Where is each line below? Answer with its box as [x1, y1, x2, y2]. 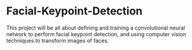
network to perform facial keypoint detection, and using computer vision [6, 30, 186, 37]
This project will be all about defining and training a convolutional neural [6, 24, 185, 31]
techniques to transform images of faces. [6, 37, 109, 44]
